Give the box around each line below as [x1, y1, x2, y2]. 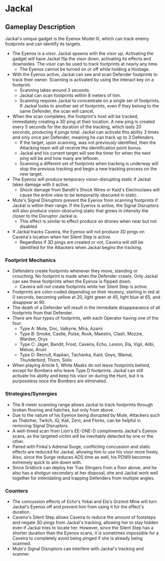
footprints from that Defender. [12, 310, 73, 316]
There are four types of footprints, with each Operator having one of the [12, 315, 159, 321]
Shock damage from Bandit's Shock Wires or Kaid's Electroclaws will [19, 187, 160, 192]
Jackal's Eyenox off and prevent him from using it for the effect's [12, 504, 144, 510]
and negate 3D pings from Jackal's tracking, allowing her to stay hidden [12, 519, 159, 525]
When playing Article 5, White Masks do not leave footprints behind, [12, 362, 151, 368]
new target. [19, 171, 43, 177]
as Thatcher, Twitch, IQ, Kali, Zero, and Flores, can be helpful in [12, 417, 141, 423]
